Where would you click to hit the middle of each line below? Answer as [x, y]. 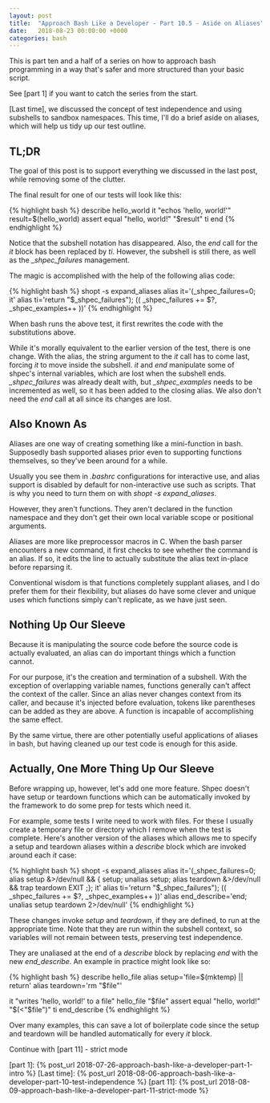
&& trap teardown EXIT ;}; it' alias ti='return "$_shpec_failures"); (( [118, 887]
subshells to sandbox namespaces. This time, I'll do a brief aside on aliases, [134, 118]
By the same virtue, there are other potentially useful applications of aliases [134, 735]
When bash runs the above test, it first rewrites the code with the [116, 324]
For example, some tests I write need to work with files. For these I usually [131, 820]
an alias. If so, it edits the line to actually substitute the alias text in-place [129, 558]
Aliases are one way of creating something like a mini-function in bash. [126, 443]
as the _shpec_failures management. [70, 260]
